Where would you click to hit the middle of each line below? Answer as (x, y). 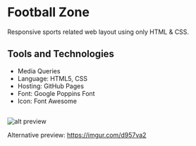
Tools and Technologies (61, 54)
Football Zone (49, 12)
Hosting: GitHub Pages (51, 86)
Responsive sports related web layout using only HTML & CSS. (98, 32)
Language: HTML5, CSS (53, 78)
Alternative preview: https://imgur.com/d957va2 (77, 135)
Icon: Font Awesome (47, 101)
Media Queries (39, 71)
